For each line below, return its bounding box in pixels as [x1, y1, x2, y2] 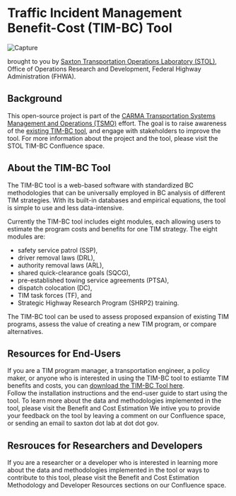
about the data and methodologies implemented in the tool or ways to [7, 466, 210, 475]
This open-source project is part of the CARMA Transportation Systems [7, 111, 216, 120]
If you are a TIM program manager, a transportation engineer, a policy [7, 367, 210, 375]
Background [7, 93, 62, 105]
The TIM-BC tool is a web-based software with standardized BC [7, 180, 194, 189]
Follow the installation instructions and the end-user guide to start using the [7, 389, 228, 398]
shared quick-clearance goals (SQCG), [17, 268, 131, 277]
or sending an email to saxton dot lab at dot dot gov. [7, 419, 159, 427]
